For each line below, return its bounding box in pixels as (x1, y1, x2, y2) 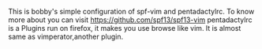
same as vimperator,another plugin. (8, 32, 124, 41)
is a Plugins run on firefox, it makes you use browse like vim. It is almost (8, 24, 241, 32)
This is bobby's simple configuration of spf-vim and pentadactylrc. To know (8, 7, 255, 16)
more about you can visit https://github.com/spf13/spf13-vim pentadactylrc (8, 15, 253, 24)
